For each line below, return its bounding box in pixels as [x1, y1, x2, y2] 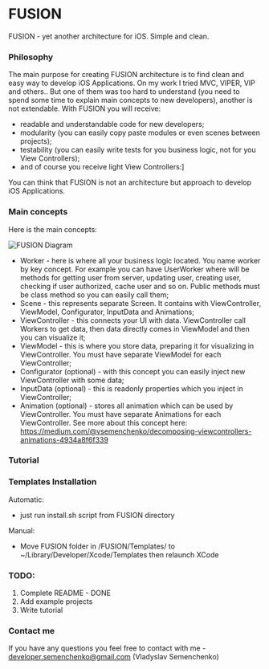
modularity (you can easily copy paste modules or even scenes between [19, 128, 261, 137]
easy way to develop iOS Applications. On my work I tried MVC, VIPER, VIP [8, 78, 255, 88]
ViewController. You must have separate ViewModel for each [19, 349, 222, 359]
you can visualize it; [19, 332, 86, 342]
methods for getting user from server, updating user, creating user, [19, 272, 242, 282]
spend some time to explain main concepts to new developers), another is [8, 96, 253, 105]
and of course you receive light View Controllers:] [19, 162, 185, 172]
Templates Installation [8, 476, 97, 487]
